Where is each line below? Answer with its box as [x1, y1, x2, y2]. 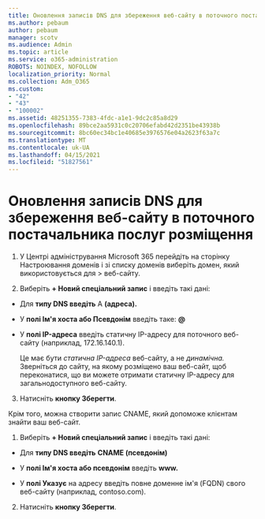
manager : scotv [8, 33, 58, 42]
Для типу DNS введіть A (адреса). [19, 299, 138, 308]
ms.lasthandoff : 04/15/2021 [8, 151, 101, 159]
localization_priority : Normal [8, 70, 111, 78]
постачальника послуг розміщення [8, 226, 254, 244]
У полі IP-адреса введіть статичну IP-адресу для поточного [19, 330, 222, 339]
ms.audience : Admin [8, 41, 73, 49]
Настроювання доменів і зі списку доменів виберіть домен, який [19, 260, 240, 270]
